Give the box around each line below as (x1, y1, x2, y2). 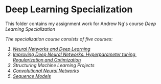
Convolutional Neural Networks (12, 68, 79, 74)
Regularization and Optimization (12, 56, 81, 62)
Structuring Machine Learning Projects (12, 62, 95, 68)
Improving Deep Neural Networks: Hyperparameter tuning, (12, 51, 137, 57)
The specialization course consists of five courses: (5, 36, 113, 42)
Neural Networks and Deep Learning (12, 46, 90, 52)
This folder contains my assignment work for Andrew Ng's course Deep (5, 20, 156, 27)
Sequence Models (12, 73, 51, 79)
